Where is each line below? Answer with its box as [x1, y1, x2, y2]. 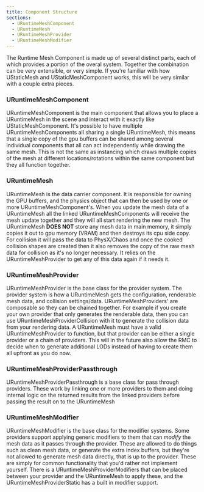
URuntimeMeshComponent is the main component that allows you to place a [6, 109, 199, 117]
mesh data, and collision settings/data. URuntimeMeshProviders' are [6, 297, 178, 304]
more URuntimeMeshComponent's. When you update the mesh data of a [6, 203, 189, 211]
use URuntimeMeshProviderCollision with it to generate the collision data [6, 317, 189, 324]
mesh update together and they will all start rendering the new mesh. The [6, 216, 191, 224]
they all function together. [6, 161, 71, 169]
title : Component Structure [6, 9, 78, 15]
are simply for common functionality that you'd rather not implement [6, 460, 178, 467]
